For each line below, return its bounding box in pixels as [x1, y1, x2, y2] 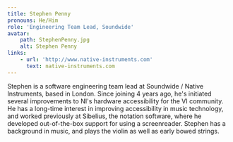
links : [7, 50, 27, 57]
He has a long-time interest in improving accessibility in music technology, [7, 104, 224, 112]
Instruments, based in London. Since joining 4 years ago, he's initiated [7, 89, 212, 98]
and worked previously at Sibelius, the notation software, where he [7, 112, 202, 120]
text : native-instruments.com [25, 63, 115, 70]
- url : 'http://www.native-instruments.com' [20, 56, 153, 63]
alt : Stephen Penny [20, 43, 78, 50]
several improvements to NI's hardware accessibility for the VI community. [7, 96, 224, 105]
